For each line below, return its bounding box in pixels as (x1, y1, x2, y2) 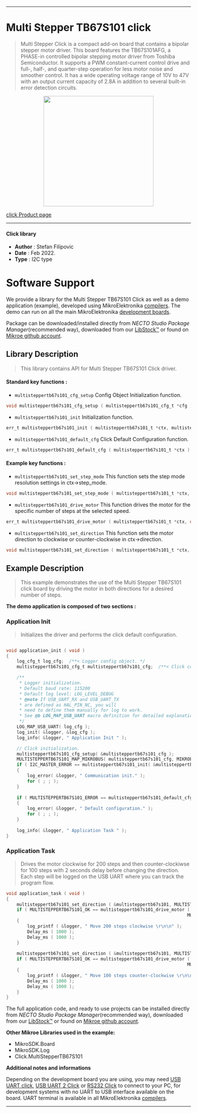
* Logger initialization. (19, 680, 83, 686)
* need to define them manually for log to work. (19, 707, 143, 713)
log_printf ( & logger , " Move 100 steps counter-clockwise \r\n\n (27, 972, 193, 978)
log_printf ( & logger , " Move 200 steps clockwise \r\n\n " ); (27, 923, 182, 929)
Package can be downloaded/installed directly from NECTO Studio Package (6, 320, 190, 327)
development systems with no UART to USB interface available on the (6, 1088, 175, 1095)
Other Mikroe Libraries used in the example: (6, 1029, 116, 1036)
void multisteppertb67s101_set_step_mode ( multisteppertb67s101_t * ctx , (6, 490, 191, 496)
